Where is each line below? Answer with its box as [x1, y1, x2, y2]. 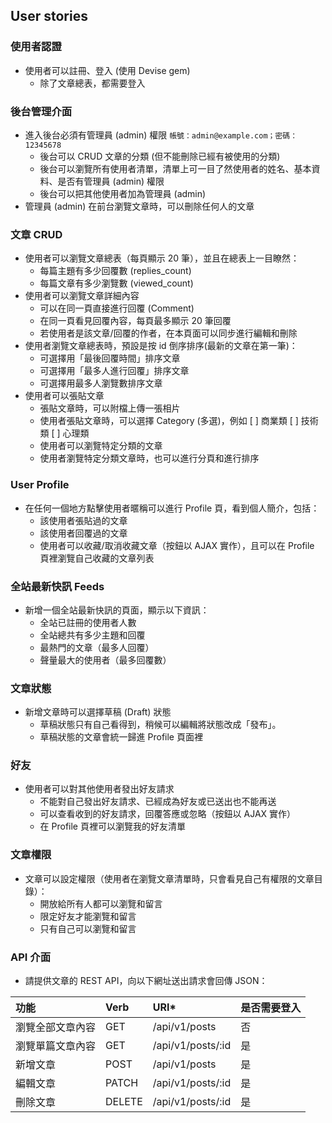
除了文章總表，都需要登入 [39, 77, 146, 89]
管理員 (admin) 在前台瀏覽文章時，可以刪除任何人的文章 [24, 200, 255, 212]
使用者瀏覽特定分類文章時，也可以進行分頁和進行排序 [39, 452, 260, 464]
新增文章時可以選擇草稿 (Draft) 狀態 [24, 706, 172, 718]
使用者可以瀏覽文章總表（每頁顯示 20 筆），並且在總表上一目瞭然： [24, 252, 300, 264]
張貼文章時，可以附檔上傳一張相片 [39, 402, 181, 414]
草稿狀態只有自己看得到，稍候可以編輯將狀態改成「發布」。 [39, 719, 282, 731]
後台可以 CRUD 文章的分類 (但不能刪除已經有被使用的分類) [39, 150, 281, 162]
